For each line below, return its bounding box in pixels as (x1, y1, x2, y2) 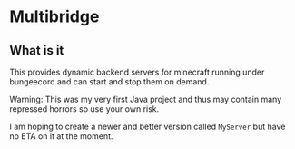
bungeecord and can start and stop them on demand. (9, 76, 210, 87)
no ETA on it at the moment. (9, 131, 113, 142)
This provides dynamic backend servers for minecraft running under (9, 66, 265, 77)
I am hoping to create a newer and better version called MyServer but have (9, 121, 286, 132)
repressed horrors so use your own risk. (9, 104, 160, 114)
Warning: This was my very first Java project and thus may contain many (9, 94, 282, 104)
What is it (9, 43, 64, 58)
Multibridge (9, 6, 100, 27)
